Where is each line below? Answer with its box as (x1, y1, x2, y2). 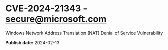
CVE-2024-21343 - (5, 3, 88, 14)
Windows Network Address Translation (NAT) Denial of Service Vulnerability (5, 30, 163, 36)
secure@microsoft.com (5, 13, 107, 25)
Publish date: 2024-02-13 (5, 39, 60, 45)
